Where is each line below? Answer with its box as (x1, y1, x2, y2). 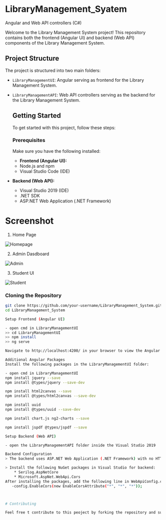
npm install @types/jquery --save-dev (5, 380, 85, 385)
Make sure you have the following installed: (12, 148, 101, 154)
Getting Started (12, 111, 61, 120)
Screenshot (5, 215, 54, 227)
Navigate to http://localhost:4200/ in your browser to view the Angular (5, 348, 161, 353)
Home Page (12, 232, 37, 237)
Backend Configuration (5, 452, 52, 457)
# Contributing (5, 501, 37, 506)
